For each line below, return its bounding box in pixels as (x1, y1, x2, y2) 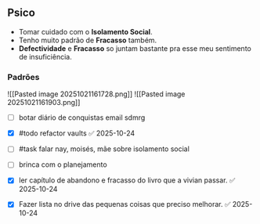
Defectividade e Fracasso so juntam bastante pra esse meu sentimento (18, 43, 251, 53)
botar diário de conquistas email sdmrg (18, 113, 146, 122)
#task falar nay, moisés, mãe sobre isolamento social (18, 144, 190, 154)
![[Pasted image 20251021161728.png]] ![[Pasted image (7, 89, 186, 99)
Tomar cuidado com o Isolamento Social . (18, 27, 153, 36)
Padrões (7, 71, 40, 82)
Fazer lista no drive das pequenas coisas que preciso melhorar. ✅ (18, 200, 231, 209)
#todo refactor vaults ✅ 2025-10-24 (18, 128, 135, 138)
